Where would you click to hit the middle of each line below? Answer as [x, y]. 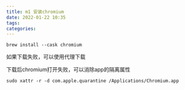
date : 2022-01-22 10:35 [36, 17]
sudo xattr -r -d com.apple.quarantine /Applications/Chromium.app [93, 81]
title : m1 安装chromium [35, 12]
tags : [13, 23]
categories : [21, 28]
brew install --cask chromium [44, 45]
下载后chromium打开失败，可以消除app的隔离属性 [68, 70]
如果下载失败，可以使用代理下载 [46, 57]
